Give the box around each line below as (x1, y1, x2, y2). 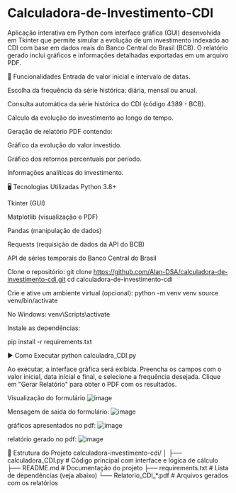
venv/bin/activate (7, 296, 58, 305)
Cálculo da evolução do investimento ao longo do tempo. (7, 113, 174, 122)
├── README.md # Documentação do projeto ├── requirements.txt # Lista (7, 463, 229, 472)
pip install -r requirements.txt (7, 337, 92, 346)
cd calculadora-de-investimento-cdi (67, 275, 173, 283)
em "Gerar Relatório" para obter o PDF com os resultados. (7, 380, 177, 388)
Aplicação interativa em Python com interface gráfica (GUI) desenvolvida (7, 28, 221, 37)
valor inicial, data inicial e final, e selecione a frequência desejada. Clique (7, 372, 221, 380)
